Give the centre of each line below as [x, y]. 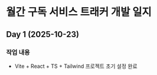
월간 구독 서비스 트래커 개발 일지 [79, 12]
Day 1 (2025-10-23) [43, 34]
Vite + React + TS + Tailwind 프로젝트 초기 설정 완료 [76, 66]
